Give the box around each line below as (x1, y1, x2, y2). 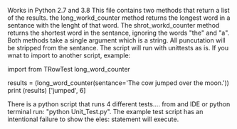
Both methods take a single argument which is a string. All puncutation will (7, 36, 226, 45)
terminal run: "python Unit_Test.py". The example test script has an (7, 108, 204, 116)
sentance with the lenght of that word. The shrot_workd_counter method (7, 21, 220, 29)
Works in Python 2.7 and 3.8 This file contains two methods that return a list (7, 6, 230, 14)
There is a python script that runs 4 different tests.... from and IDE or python (7, 100, 231, 108)
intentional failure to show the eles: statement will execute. (7, 115, 179, 123)
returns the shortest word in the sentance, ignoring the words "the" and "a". (7, 28, 230, 37)
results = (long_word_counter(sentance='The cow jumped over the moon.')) (7, 79, 230, 87)
